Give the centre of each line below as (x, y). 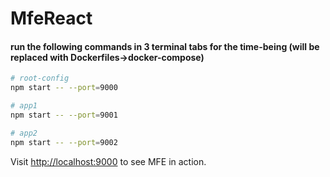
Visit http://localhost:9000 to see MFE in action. (108, 161)
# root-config (40, 78)
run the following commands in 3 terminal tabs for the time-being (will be (165, 46)
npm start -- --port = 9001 (64, 115)
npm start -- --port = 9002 (64, 142)
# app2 (24, 133)
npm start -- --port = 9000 (64, 88)
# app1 (24, 106)
